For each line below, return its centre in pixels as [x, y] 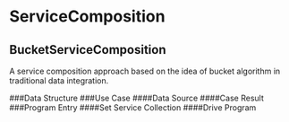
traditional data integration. [59, 81]
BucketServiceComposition [88, 50]
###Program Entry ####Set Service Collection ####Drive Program [133, 108]
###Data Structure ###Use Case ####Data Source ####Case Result [136, 98]
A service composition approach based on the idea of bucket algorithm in [145, 71]
